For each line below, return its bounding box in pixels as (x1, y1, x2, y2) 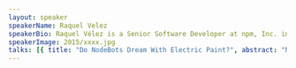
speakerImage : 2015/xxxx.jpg (8, 37, 116, 47)
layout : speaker (8, 12, 68, 22)
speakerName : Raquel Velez (8, 21, 108, 30)
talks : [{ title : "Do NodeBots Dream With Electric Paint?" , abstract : (8, 46, 277, 55)
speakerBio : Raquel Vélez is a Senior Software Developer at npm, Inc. (8, 29, 277, 38)
